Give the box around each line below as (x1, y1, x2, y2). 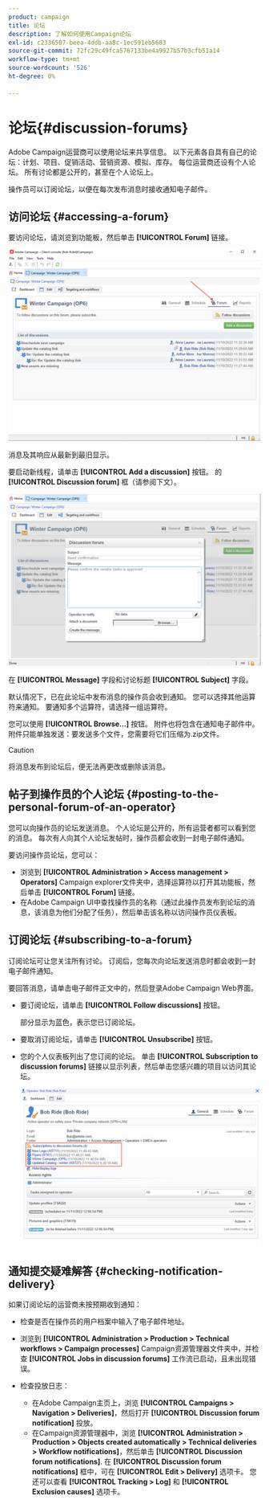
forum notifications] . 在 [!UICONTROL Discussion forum (31, 1457, 222, 1466)
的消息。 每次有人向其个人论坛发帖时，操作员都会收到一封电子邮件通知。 (8, 832, 249, 843)
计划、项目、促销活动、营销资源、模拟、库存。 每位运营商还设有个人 (22, 157, 249, 166)
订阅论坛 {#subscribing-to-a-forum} (8, 933, 193, 947)
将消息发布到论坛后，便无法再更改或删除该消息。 (8, 762, 170, 771)
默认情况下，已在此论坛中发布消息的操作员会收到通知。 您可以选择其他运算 (8, 692, 256, 701)
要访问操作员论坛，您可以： (8, 850, 100, 860)
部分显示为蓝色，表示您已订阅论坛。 (19, 1017, 140, 1027)
